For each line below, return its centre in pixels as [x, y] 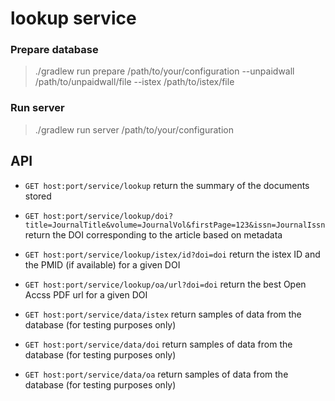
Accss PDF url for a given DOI [86, 294]
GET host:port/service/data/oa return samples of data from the [156, 374]
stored [38, 196]
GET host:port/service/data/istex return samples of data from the [163, 314]
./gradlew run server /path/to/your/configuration [134, 129]
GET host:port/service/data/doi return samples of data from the [158, 344]
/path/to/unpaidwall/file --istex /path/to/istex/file [134, 82]
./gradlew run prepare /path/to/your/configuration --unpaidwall [164, 71]
